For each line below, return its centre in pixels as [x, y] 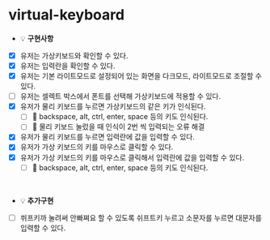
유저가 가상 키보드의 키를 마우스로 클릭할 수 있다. [97, 147]
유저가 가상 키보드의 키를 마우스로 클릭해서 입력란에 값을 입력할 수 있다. [132, 157]
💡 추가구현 [37, 200]
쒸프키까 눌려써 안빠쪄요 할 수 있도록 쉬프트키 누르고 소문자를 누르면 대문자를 [141, 217]
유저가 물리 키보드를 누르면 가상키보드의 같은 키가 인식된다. [113, 106]
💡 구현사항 [37, 38]
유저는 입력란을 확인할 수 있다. [67, 66]
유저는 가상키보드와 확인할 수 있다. [74, 55]
